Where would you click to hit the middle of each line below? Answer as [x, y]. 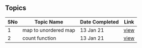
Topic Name [49, 22]
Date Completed [99, 22]
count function [39, 38]
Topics [16, 8]
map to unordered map [49, 30]
